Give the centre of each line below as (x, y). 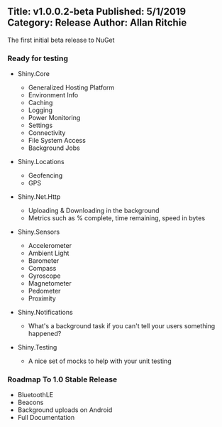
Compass (42, 269)
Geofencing (45, 175)
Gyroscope (44, 276)
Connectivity (47, 133)
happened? (45, 334)
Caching (40, 103)
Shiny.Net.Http (39, 197)
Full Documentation (46, 418)
